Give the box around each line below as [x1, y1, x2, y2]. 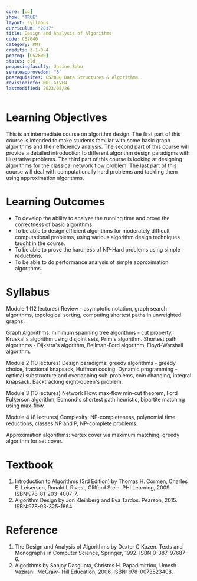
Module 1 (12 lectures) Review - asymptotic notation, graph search [6, 305, 167, 312]
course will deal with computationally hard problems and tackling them [6, 168, 178, 175]
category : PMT [6, 42, 41, 48]
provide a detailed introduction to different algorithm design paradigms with [6, 149, 190, 156]
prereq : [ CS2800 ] [6, 53, 49, 58]
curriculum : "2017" [6, 25, 54, 31]
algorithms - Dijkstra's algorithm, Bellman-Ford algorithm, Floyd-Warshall [6, 341, 184, 348]
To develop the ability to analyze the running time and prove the [14, 214, 170, 221]
